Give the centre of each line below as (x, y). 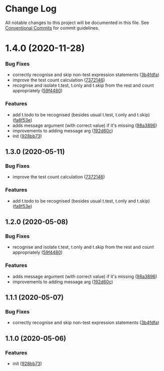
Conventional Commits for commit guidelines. (52, 28)
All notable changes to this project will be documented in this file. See (77, 23)
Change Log (31, 9)
